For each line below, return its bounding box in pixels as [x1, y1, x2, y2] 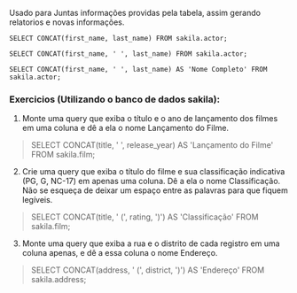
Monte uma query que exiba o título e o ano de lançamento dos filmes [21, 113, 278, 124]
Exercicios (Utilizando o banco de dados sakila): [9, 93, 220, 105]
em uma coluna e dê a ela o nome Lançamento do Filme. [21, 123, 229, 134]
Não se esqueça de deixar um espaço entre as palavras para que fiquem [21, 185, 288, 196]
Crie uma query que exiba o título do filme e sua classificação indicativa [21, 166, 285, 177]
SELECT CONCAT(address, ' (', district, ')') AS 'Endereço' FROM [30, 265, 265, 275]
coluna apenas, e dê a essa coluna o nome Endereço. [21, 248, 218, 258]
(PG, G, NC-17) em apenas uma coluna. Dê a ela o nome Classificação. [21, 176, 281, 187]
